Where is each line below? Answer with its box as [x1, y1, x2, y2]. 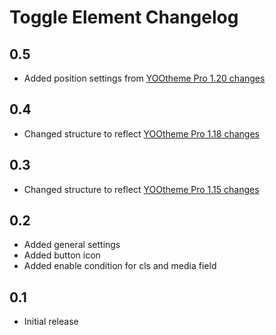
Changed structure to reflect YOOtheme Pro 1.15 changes [23, 183, 260, 195]
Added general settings [23, 239, 121, 251]
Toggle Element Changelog [9, 6, 239, 29]
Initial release [23, 316, 79, 328]
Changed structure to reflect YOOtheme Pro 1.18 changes [23, 127, 260, 140]
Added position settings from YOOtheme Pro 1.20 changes [23, 72, 266, 84]
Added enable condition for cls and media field [23, 260, 217, 272]
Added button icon [23, 249, 101, 261]
